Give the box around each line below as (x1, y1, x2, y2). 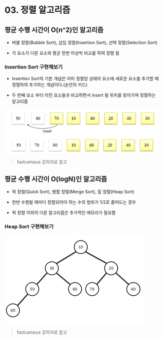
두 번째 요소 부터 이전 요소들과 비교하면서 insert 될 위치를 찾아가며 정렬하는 (11, 92, 156, 98)
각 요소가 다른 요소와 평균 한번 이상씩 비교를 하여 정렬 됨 (11, 50, 120, 56)
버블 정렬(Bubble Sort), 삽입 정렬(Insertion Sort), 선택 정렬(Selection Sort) (11, 40, 158, 45)
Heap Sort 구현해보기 (4, 223, 54, 230)
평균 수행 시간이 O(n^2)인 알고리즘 (4, 26, 104, 34)
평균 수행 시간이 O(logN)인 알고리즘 (4, 175, 107, 183)
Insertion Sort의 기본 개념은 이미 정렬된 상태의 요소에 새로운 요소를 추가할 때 (11, 76, 159, 82)
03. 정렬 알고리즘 (4, 4, 70, 16)
